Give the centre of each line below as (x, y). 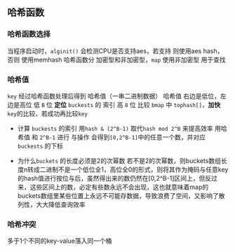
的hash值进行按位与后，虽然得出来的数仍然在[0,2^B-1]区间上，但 (111, 178)
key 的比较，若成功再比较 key (47, 113)
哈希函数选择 (29, 34)
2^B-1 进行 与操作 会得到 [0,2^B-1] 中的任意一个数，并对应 (122, 137)
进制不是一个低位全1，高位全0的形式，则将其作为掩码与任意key (137, 169)
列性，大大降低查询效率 (51, 204)
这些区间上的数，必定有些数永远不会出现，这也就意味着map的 (119, 187)
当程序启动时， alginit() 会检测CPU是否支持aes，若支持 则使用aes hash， (115, 50)
